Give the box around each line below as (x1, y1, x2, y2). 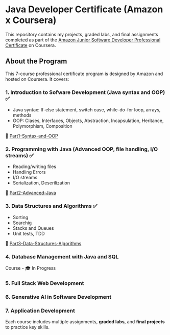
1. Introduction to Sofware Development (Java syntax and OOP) (5, 88, 165, 95)
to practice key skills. (5, 324, 50, 330)
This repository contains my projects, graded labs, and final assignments (5, 31, 158, 37)
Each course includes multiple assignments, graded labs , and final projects (5, 319, 165, 325)
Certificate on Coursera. (5, 42, 56, 48)
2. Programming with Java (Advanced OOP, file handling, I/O (5, 146, 158, 153)
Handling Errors (12, 169, 46, 175)
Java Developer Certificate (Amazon (5, 4, 163, 15)
